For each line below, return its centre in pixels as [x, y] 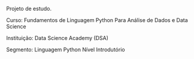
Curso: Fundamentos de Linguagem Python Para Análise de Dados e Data [97, 20]
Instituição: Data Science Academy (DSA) [57, 38]
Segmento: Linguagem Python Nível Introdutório [66, 49]
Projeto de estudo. [29, 9]
